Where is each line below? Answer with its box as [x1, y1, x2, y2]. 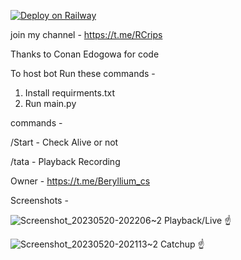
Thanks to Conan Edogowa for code [10, 48, 160, 60]
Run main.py [24, 98, 77, 109]
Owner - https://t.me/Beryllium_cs [10, 175, 151, 187]
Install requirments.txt [24, 87, 116, 99]
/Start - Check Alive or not [10, 136, 119, 148]
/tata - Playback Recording [10, 156, 121, 167]
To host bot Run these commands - [10, 68, 156, 79]
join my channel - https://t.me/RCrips [10, 29, 163, 40]
